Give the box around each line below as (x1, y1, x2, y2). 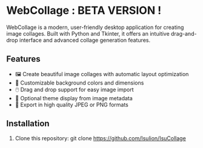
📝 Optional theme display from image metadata (15, 94, 133, 101)
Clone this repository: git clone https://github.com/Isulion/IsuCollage (15, 134, 186, 142)
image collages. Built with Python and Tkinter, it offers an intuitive (6, 30, 170, 37)
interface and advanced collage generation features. (19, 36, 150, 43)
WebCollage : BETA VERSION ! (6, 4, 162, 18)
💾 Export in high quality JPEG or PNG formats (15, 101, 128, 108)
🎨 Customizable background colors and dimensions (15, 79, 144, 86)
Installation (6, 118, 50, 129)
